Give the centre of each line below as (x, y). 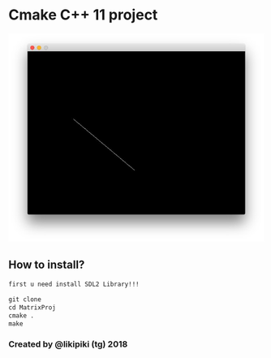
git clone (25, 300)
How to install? (47, 264)
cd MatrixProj (32, 308)
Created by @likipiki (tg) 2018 (68, 344)
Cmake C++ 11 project (83, 15)
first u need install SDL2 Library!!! (74, 285)
